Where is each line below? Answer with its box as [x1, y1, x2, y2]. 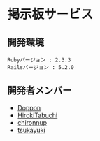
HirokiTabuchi [17, 111, 58, 119]
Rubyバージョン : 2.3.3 [7, 57, 71, 64]
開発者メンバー [7, 84, 72, 96]
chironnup [17, 118, 48, 126]
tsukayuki [17, 126, 45, 134]
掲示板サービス [7, 6, 94, 22]
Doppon [17, 103, 41, 112]
